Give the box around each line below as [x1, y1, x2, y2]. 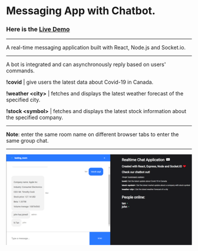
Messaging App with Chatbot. [6, 4, 156, 18]
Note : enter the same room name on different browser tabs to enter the [6, 131, 179, 138]
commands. [6, 67, 35, 74]
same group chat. [6, 137, 49, 144]
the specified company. [6, 114, 64, 121]
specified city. [6, 96, 41, 104]
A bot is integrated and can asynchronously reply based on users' [6, 61, 166, 68]
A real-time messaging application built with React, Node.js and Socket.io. [6, 44, 186, 51]
